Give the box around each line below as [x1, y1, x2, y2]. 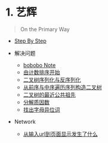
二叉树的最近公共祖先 [23, 91, 76, 98]
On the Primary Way [20, 25, 70, 33]
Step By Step [14, 37, 47, 44]
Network [14, 118, 36, 125]
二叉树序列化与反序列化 [23, 76, 81, 83]
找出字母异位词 [23, 106, 60, 113]
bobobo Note [23, 61, 56, 69]
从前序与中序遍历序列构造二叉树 [23, 83, 102, 90]
